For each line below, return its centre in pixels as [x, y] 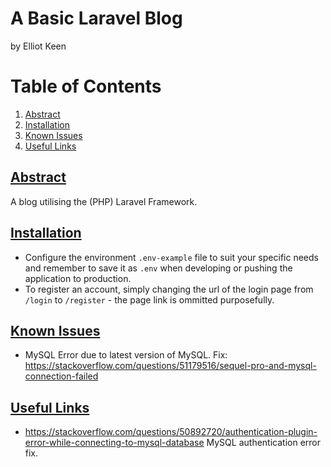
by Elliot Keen [38, 46]
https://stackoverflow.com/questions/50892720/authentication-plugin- [171, 432]
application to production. [78, 278]
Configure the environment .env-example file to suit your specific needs [171, 257]
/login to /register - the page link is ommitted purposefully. [149, 299]
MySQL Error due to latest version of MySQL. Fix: [126, 355]
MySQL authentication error [263, 443]
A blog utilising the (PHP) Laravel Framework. [104, 201]
